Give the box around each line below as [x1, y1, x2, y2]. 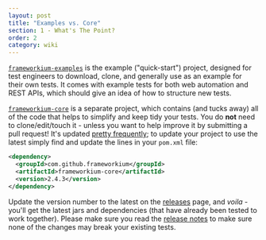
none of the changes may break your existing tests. [8, 222, 176, 231]
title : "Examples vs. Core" [8, 19, 102, 27]
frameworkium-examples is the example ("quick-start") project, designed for [8, 63, 252, 72]
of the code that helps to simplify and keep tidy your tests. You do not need [8, 112, 256, 122]
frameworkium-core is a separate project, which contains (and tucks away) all [8, 104, 259, 114]
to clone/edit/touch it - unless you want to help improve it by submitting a [8, 121, 248, 130]
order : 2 [8, 33, 37, 42]
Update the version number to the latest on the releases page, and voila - [8, 196, 249, 207]
